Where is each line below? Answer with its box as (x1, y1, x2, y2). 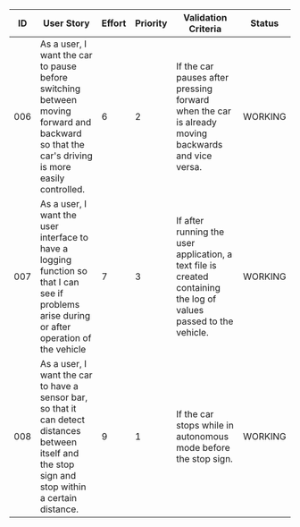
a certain (39, 492, 78, 504)
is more (39, 161, 71, 173)
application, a (176, 248, 233, 260)
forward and (39, 116, 92, 128)
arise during (39, 310, 91, 321)
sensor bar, (39, 391, 87, 404)
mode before (176, 442, 230, 454)
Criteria (188, 22, 221, 35)
